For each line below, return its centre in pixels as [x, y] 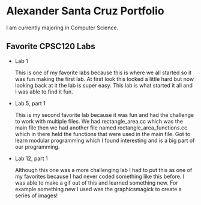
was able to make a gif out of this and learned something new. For [96, 183]
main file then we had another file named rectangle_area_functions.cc [101, 128]
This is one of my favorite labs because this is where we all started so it [103, 73]
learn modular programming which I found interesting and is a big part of [105, 140]
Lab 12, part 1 [31, 158]
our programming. [37, 147]
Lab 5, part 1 [30, 103]
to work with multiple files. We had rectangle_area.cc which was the [99, 121]
